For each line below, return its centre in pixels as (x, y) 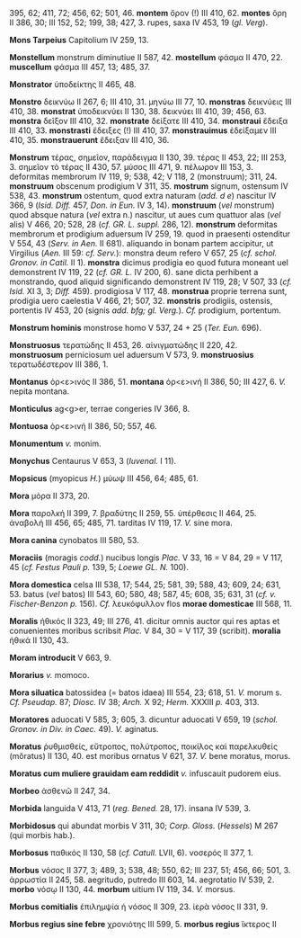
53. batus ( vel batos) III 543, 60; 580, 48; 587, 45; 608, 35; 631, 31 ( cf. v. (143, 594)
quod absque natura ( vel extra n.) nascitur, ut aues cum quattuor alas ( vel (145, 214)
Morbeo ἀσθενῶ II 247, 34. (60, 791)
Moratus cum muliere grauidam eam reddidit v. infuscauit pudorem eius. (145, 773)
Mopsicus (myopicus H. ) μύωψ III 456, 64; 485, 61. (104, 478)
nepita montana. (40, 391)
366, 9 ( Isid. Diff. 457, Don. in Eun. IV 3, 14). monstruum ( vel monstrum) (142, 205)
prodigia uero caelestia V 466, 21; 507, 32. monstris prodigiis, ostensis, (141, 301)
